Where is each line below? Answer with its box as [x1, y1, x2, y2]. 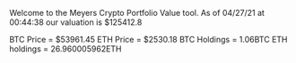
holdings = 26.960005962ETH [9, 43, 123, 54]
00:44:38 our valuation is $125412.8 [9, 17, 143, 28]
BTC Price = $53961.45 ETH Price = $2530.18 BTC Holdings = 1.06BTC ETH [9, 35, 288, 44]
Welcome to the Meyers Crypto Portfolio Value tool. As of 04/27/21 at [9, 8, 265, 18]
